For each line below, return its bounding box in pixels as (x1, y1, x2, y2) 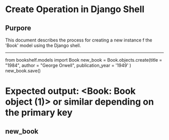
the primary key (5, 107, 73, 118)
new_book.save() (5, 68, 41, 74)
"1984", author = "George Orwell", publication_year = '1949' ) (5, 62, 132, 68)
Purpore (5, 24, 32, 32)
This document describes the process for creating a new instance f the (5, 37, 152, 43)
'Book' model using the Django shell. (5, 42, 81, 49)
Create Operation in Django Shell (5, 4, 145, 15)
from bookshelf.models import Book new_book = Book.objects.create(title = (5, 57, 162, 63)
